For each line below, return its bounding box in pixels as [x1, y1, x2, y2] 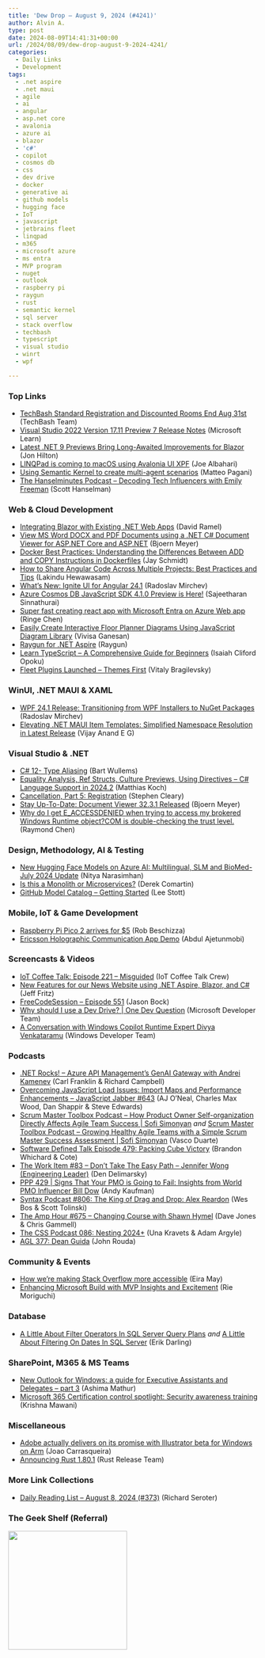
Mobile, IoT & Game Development [8, 907, 138, 918]
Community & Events [8, 1257, 91, 1268]
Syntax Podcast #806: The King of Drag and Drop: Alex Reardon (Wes [19, 1195, 248, 1204]
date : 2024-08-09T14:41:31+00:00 [8, 33, 119, 42]
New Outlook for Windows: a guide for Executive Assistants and [19, 1375, 228, 1385]
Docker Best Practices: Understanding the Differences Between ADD [19, 547, 244, 557]
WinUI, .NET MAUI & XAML [8, 685, 113, 696]
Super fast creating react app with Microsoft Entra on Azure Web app [19, 607, 245, 616]
